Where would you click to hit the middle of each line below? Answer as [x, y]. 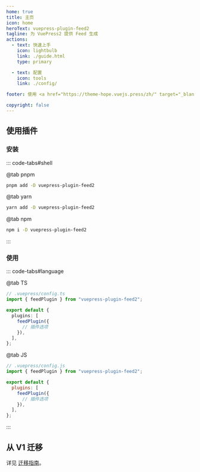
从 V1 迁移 [24, 447]
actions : [17, 39]
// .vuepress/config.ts [36, 294]
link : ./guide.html [41, 56]
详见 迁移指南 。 [25, 463]
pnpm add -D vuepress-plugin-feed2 [50, 185]
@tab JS [17, 355]
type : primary [34, 62]
